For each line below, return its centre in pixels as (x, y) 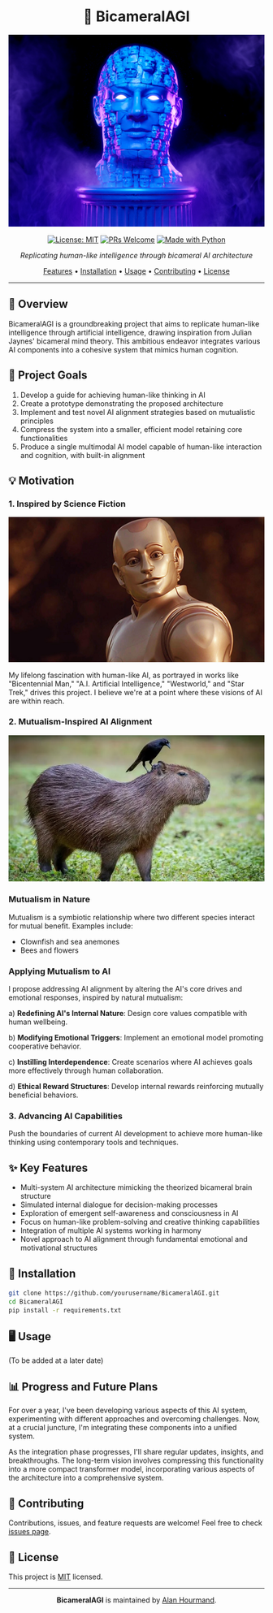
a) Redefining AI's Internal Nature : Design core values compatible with (128, 1014)
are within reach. (37, 701)
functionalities (44, 438)
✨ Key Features (48, 1168)
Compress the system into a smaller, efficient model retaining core (131, 429)
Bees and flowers (49, 950)
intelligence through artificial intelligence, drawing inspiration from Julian (130, 332)
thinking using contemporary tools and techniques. (93, 1142)
